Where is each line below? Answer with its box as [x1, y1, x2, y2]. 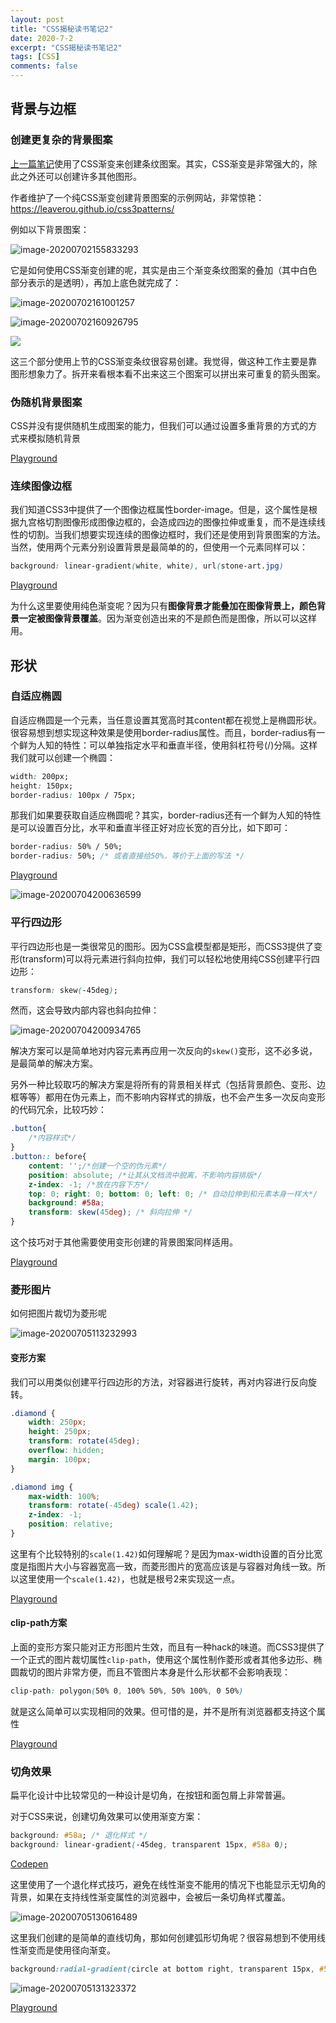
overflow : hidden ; [28, 1446, 105, 1456]
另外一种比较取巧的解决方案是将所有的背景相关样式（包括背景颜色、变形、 [10, 1079, 317, 1091]
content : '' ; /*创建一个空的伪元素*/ [28, 1161, 168, 1171]
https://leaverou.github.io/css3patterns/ [10, 202, 175, 215]
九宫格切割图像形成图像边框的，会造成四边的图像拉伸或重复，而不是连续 [18, 516, 317, 528]
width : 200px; [10, 771, 70, 781]
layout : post [10, 14, 65, 25]
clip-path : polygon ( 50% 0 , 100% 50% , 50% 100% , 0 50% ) [10, 1686, 244, 1696]
